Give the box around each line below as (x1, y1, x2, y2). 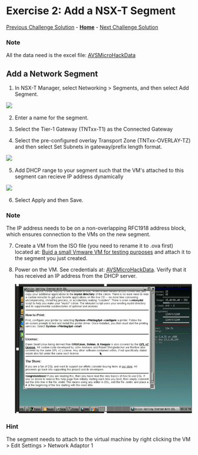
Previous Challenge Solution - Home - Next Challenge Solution (6, 24, 159, 31)
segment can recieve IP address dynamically (14, 173, 124, 180)
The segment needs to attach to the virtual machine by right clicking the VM (6, 436, 191, 443)
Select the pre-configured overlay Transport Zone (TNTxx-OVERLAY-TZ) (14, 137, 191, 144)
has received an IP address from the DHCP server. (14, 273, 137, 280)
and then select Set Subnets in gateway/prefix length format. (14, 143, 163, 151)
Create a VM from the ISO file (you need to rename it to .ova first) (14, 243, 174, 250)
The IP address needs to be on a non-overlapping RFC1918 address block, (6, 225, 186, 232)
